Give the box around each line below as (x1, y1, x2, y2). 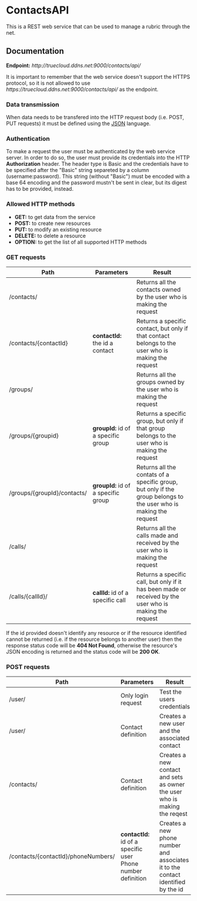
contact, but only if (136, 324, 188, 332)
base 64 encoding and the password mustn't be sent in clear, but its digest (6, 179, 187, 186)
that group (136, 424, 165, 432)
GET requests (6, 253, 46, 261)
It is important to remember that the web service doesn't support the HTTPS (6, 73, 191, 80)
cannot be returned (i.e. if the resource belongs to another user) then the (6, 636, 182, 643)
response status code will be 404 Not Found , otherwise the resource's (6, 641, 178, 649)
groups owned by (136, 378, 185, 386)
